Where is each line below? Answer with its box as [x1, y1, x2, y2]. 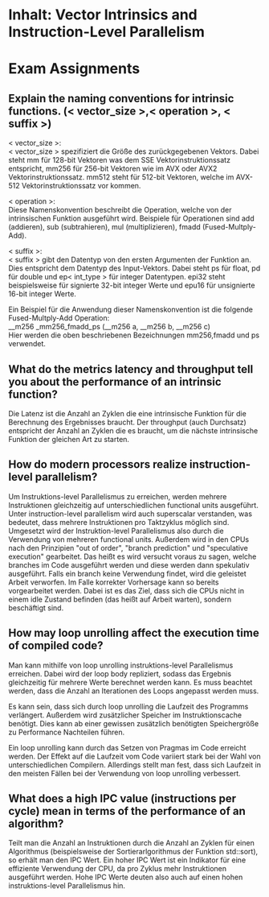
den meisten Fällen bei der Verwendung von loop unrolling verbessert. [8, 768, 241, 778]
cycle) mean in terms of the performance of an [8, 804, 247, 818]
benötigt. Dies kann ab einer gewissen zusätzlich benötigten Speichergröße [8, 718, 259, 728]
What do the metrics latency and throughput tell [8, 362, 254, 376]
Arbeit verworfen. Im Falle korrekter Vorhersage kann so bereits [8, 577, 219, 587]
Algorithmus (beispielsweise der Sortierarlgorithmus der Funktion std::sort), [8, 847, 259, 857]
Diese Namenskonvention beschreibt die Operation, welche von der [8, 205, 232, 215]
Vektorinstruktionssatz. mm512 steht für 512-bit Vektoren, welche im [8, 172, 234, 182]
